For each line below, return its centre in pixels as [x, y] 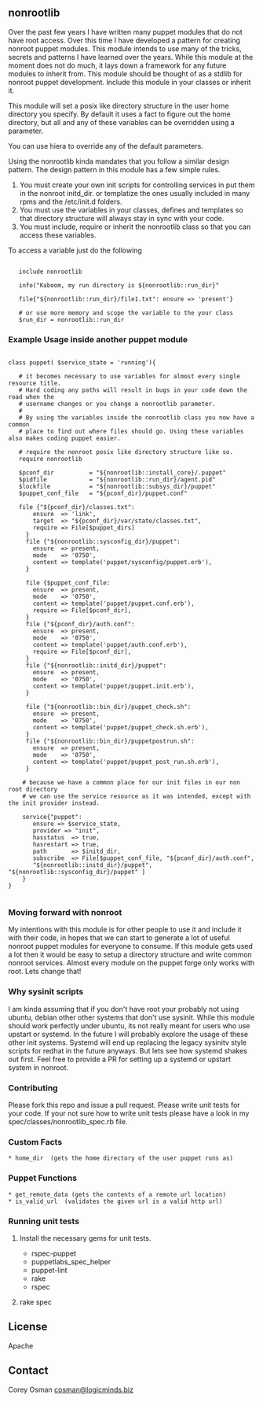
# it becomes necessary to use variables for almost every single [130, 377]
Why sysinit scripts [46, 992]
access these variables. [58, 234]
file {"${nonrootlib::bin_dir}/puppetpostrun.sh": [110, 742]
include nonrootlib [50, 271]
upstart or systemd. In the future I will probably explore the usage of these [128, 1034]
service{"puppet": [52, 817]
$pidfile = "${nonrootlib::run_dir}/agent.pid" [117, 480]
